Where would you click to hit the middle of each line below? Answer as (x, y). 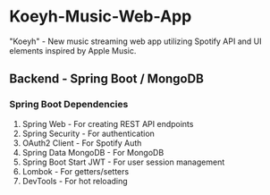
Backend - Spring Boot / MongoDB (106, 79)
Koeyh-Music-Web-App (101, 17)
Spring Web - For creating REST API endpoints (108, 123)
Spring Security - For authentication (88, 133)
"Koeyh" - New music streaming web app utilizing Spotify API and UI (135, 41)
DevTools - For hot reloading (75, 181)
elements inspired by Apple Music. (73, 50)
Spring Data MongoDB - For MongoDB (93, 152)
